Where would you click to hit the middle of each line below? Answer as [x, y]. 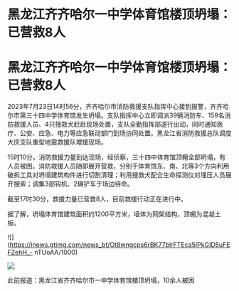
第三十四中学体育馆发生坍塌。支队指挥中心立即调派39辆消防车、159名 [122, 115]
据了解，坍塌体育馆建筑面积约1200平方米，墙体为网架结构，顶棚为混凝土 [114, 214]
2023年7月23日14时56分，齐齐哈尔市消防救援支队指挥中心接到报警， [109, 107]
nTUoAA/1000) [56, 253]
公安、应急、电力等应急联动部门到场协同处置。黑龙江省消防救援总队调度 [126, 133]
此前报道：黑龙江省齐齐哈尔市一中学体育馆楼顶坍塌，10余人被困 [101, 280]
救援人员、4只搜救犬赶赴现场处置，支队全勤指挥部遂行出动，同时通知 [115, 125]
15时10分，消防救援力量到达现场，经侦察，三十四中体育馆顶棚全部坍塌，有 [117, 157]
